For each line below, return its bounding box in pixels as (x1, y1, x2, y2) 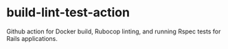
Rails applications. (6, 34, 58, 42)
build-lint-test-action (6, 5, 130, 20)
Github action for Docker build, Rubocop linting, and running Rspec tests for (6, 27, 221, 35)
